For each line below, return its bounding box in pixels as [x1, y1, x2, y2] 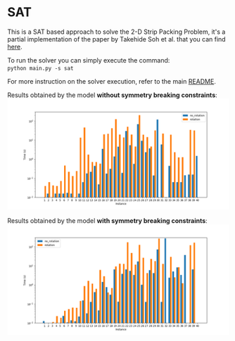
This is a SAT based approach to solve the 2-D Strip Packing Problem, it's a [7, 27, 226, 36]
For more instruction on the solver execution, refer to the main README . [7, 77, 216, 85]
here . [7, 42, 23, 51]
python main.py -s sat [7, 65, 74, 72]
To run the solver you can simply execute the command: [7, 56, 170, 64]
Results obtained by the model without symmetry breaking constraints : [7, 91, 218, 99]
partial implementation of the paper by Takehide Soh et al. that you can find [7, 34, 227, 43]
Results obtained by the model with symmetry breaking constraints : [7, 216, 208, 225]
